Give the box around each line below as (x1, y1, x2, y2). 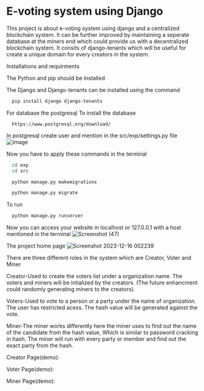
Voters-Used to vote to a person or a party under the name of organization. (6, 297, 196, 305)
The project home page (6, 242, 66, 249)
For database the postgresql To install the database (6, 109, 136, 116)
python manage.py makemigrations (12, 179, 97, 185)
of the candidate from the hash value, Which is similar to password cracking (6, 329, 198, 336)
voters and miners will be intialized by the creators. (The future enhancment (6, 279, 198, 286)
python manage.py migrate (12, 190, 78, 196)
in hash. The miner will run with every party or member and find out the (6, 335, 187, 343)
